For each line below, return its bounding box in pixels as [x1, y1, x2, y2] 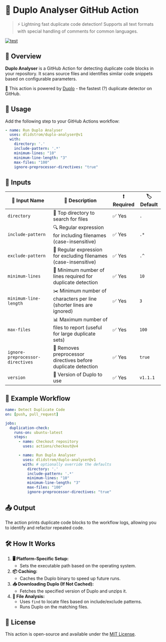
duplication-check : [9, 425, 50, 430]
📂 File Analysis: [12, 593, 45, 599]
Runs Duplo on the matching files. [19, 603, 89, 610]
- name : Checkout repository [18, 439, 79, 444]
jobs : [5, 420, 16, 426]
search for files [53, 216, 88, 223]
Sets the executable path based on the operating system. [19, 562, 136, 568]
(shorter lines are [53, 302, 93, 309]
